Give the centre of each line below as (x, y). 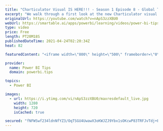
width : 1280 (26, 103)
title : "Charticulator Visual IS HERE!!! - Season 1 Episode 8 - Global (80, 9)
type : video (17, 28)
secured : (14, 121)
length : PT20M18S (23, 37)
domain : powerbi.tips (31, 72)
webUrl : (13, 23)
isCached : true (29, 112)
